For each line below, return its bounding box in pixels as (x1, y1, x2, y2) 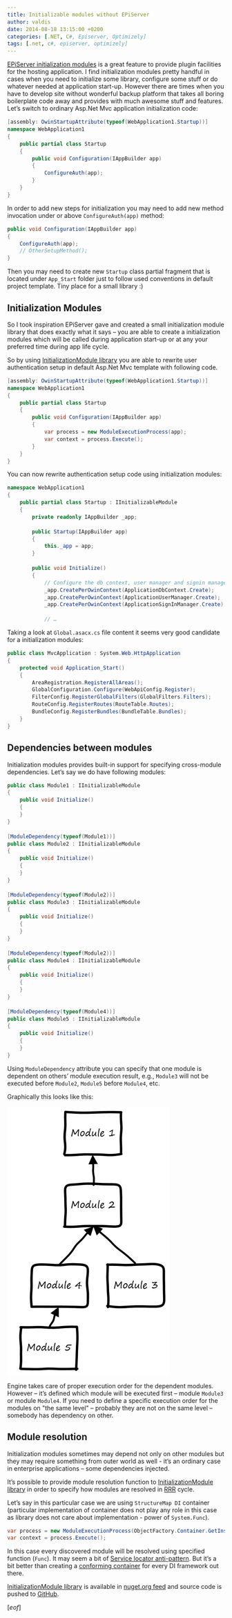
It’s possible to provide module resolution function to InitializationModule (7, 1478, 214, 1486)
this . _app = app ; (43, 543, 95, 550)
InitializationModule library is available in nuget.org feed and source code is (7, 1583, 222, 1591)
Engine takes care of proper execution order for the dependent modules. (7, 1381, 214, 1390)
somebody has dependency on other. (7, 1411, 114, 1419)
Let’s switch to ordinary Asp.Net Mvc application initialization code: (7, 104, 198, 113)
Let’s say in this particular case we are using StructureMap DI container (7, 1498, 210, 1507)
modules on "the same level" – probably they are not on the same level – (7, 1404, 213, 1412)
